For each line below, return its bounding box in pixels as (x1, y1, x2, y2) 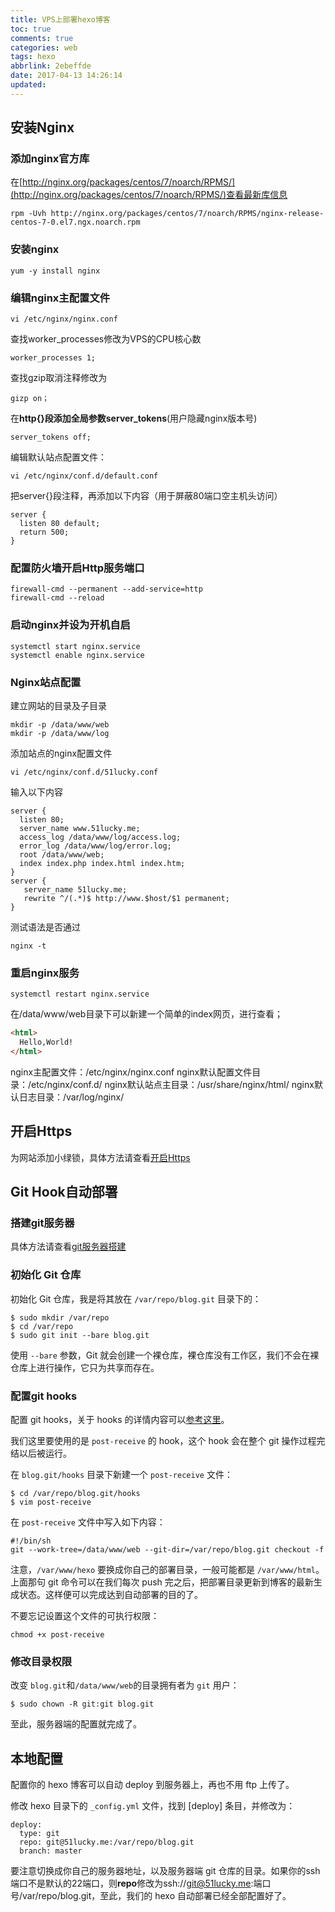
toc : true (10, 24, 52, 34)
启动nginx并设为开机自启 (10, 618, 131, 632)
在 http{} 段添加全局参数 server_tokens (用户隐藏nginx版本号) (10, 412, 258, 425)
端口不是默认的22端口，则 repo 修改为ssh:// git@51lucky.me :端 (10, 1877, 263, 1890)
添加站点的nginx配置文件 (10, 747, 113, 759)
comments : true (10, 33, 74, 43)
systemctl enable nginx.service (10, 650, 145, 660)
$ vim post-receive (10, 1497, 92, 1507)
